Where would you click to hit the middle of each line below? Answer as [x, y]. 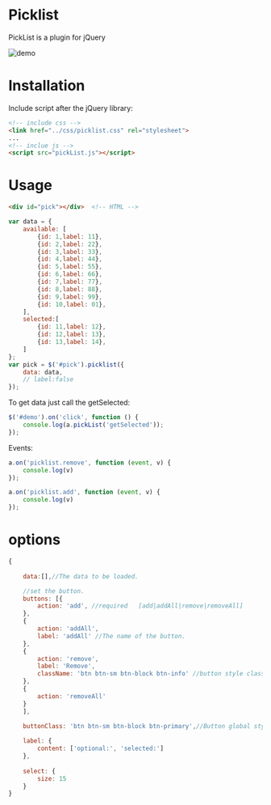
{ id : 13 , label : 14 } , [72, 342]
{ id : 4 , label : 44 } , [70, 259]
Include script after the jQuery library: [71, 108]
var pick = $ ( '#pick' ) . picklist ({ [67, 364]
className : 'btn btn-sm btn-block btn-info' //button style [140, 674]
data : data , [43, 372]
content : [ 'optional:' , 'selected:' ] [100, 749]
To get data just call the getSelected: [69, 403]
